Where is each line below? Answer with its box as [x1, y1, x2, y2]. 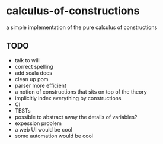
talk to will [14, 56, 40, 63]
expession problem [14, 120, 62, 127]
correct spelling [14, 63, 53, 70]
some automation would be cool [14, 132, 94, 139]
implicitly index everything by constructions [14, 94, 122, 101]
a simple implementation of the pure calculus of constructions [6, 24, 158, 31]
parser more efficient [14, 82, 66, 89]
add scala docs [14, 69, 52, 76]
